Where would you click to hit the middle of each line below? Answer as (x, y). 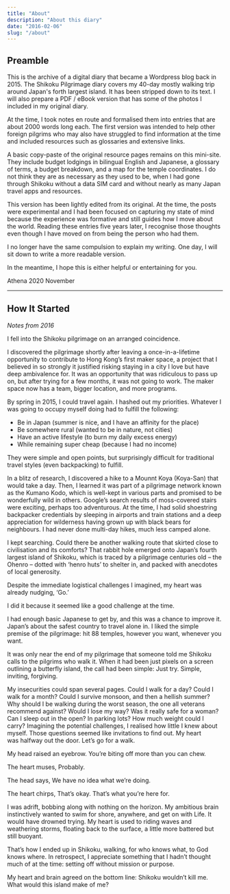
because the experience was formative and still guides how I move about (110, 219)
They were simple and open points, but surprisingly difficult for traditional (111, 457)
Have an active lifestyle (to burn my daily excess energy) (97, 437)
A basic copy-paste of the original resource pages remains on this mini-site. (114, 154)
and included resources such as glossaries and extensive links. (96, 141)
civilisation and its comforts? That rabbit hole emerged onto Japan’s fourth (112, 549)
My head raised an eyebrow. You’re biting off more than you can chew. (107, 753)
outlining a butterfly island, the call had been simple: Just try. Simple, (104, 668)
